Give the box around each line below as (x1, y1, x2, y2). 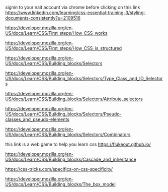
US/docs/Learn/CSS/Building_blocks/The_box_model (5, 181, 116, 187)
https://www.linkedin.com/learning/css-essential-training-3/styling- (5, 10, 146, 16)
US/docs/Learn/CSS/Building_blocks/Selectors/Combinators (5, 132, 131, 138)
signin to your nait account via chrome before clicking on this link (5, 5, 140, 10)
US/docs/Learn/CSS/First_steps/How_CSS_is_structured (5, 45, 122, 51)
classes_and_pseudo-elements (5, 116, 69, 122)
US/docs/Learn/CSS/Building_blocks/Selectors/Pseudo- (5, 111, 122, 117)
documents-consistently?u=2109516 (5, 15, 80, 21)
